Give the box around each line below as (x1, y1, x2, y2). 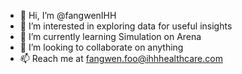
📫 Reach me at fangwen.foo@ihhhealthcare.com (19, 53, 223, 64)
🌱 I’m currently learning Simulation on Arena (19, 31, 202, 42)
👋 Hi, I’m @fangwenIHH (19, 10, 117, 21)
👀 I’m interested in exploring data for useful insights (19, 20, 233, 32)
